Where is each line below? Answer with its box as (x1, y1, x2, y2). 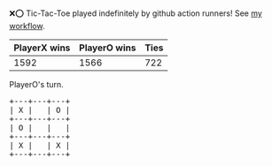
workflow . (9, 21, 45, 31)
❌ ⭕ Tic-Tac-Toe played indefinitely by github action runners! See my (9, 8, 263, 19)
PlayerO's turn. (9, 79, 64, 89)
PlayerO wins (79, 41, 136, 54)
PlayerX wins (13, 41, 71, 54)
